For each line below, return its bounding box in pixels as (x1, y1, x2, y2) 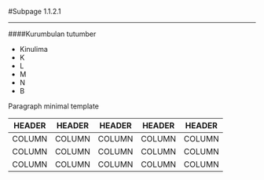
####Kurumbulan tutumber (8, 29, 97, 39)
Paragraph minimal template (8, 101, 100, 111)
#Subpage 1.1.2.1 (8, 7, 61, 16)
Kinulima (19, 45, 49, 53)
